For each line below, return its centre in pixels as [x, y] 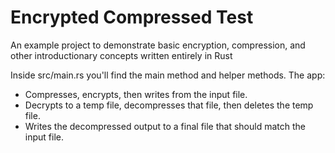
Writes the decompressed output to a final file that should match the [165, 126]
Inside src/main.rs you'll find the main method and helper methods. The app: [168, 75]
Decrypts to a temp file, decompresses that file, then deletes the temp [169, 105]
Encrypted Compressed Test [132, 17]
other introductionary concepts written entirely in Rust [121, 55]
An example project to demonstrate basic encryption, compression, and [158, 45]
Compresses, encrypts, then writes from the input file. [136, 94]
